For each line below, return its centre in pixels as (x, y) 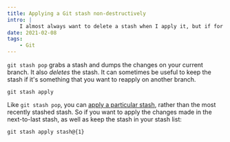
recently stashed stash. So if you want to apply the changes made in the (109, 112)
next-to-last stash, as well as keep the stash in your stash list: (95, 119)
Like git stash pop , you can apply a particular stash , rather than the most (112, 105)
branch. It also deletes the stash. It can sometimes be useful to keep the (109, 72)
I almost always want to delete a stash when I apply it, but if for (122, 26)
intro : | (20, 20)
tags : (15, 39)
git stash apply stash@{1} (46, 132)
